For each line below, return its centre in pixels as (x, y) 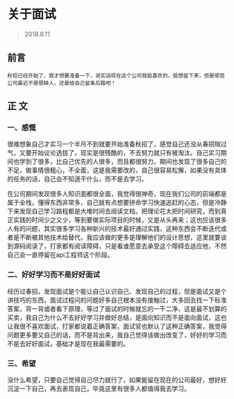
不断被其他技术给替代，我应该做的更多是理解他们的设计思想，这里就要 (120, 237)
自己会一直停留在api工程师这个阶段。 (60, 255)
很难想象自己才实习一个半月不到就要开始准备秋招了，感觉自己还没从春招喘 (114, 144)
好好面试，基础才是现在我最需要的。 (77, 343)
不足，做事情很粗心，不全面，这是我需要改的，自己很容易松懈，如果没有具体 (117, 170)
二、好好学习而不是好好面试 (54, 275)
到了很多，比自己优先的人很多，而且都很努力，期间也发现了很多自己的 (126, 162)
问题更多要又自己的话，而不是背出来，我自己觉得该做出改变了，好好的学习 (114, 335)
